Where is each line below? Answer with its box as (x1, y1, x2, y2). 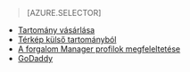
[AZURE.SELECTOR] (26, 8, 102, 18)
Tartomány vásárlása (17, 25, 95, 35)
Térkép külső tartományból (17, 35, 117, 44)
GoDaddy (17, 53, 54, 63)
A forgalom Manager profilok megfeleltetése (17, 44, 181, 54)
